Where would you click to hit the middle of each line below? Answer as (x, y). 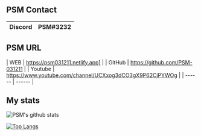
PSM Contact (32, 10)
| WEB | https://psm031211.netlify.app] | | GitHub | (68, 62)
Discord (21, 26)
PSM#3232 (55, 26)
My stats (23, 101)
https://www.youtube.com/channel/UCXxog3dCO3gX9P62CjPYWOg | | (95, 75)
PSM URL (24, 48)
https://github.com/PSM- (161, 62)
